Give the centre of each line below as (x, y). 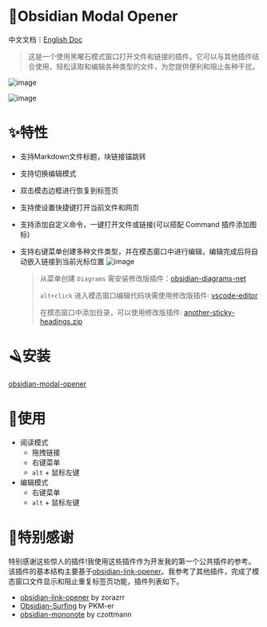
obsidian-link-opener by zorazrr (72, 597)
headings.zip (61, 321)
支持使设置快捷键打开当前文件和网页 (80, 207)
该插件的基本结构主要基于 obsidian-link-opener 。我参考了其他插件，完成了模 (134, 571)
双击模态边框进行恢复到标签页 (69, 190)
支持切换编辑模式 (48, 173)
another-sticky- (209, 312)
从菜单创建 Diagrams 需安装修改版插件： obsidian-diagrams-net (143, 278)
